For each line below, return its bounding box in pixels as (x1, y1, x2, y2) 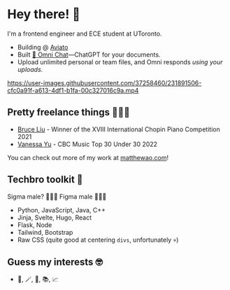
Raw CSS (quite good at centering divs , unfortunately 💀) (17, 235, 179, 244)
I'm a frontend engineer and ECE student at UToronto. (7, 29, 162, 38)
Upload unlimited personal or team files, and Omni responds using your (17, 57, 223, 66)
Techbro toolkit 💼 (7, 174, 83, 186)
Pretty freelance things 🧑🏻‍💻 (7, 106, 131, 118)
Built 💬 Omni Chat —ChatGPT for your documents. (17, 50, 161, 59)
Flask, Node (17, 220, 52, 229)
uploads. (17, 65, 43, 73)
